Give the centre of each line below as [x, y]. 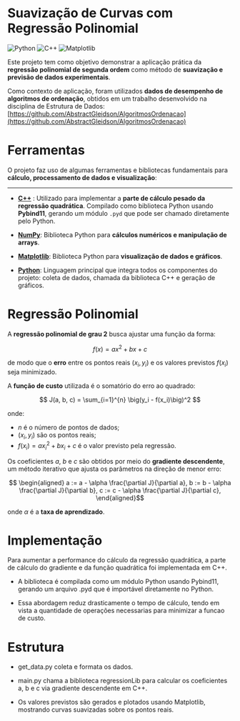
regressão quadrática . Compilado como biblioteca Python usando [115, 206]
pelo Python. [36, 221]
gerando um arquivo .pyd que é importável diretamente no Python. [116, 589]
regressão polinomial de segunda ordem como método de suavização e [115, 69]
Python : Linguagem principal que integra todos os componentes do [117, 270]
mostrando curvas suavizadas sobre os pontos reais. [96, 710]
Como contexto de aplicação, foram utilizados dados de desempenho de [115, 91]
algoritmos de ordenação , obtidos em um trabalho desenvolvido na [107, 99]
